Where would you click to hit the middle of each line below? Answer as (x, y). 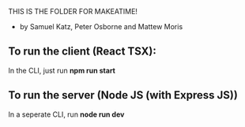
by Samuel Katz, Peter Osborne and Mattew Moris (101, 26)
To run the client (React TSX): (82, 52)
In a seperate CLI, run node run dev (66, 114)
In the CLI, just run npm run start (62, 70)
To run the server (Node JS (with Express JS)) (123, 95)
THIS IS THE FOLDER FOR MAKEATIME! (73, 11)
